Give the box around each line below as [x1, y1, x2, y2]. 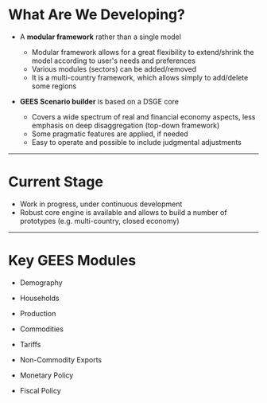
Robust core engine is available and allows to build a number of [19, 207, 228, 217]
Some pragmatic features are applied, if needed [31, 129, 188, 139]
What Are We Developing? [8, 6, 185, 24]
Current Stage [8, 173, 103, 191]
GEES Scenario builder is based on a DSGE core [19, 96, 180, 106]
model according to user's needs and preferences [31, 56, 196, 65]
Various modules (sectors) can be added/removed [31, 64, 197, 73]
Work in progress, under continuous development [19, 199, 183, 209]
